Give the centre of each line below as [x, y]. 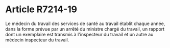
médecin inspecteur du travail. [37, 40]
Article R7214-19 [41, 9]
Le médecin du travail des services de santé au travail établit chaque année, [85, 23]
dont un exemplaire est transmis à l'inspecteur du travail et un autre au [79, 34]
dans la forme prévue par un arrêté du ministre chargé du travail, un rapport [85, 29]
